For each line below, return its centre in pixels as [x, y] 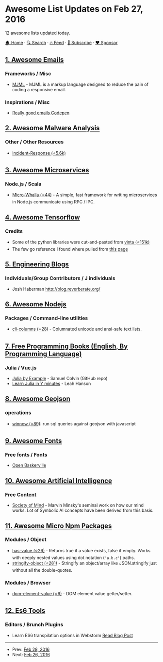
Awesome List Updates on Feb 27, [74, 9]
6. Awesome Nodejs [36, 304]
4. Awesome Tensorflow [42, 217]
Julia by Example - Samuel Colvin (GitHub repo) [60, 379]
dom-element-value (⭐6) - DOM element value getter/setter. [72, 594]
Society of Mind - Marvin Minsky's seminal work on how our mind [78, 505]
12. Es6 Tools [25, 611]
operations [18, 413]
